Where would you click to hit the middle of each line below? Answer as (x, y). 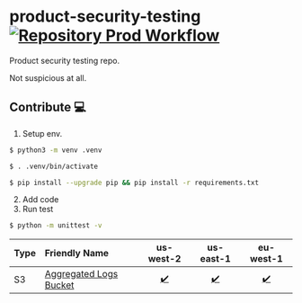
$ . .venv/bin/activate (54, 166)
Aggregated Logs (81, 274)
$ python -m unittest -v (56, 226)
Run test (38, 209)
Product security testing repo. (64, 60)
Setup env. (42, 133)
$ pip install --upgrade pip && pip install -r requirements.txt (134, 183)
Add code (40, 200)
